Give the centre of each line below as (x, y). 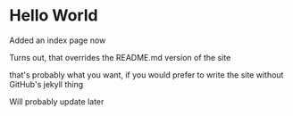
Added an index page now (58, 40)
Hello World (54, 16)
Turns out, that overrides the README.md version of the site (120, 57)
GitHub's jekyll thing (46, 84)
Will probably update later (57, 101)
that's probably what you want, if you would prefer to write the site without (146, 75)
